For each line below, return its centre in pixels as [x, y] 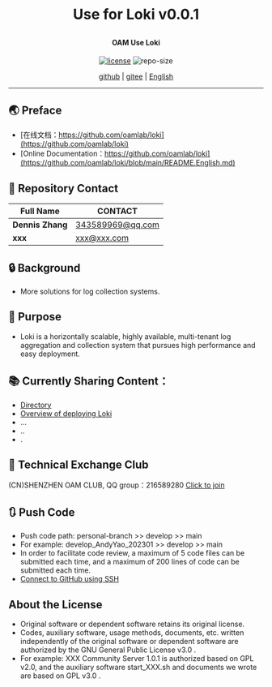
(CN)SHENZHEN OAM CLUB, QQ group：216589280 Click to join [117, 485]
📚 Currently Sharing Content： [89, 382]
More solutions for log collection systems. [90, 292]
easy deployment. [50, 354]
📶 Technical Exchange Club [79, 465]
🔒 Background [45, 268]
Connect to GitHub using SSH [70, 579]
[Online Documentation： [62, 154]
